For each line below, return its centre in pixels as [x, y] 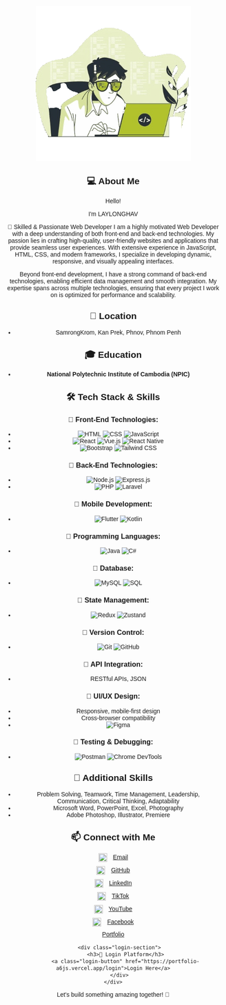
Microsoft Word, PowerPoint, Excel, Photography [118, 808]
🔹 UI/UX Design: [113, 696]
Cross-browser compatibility [118, 718]
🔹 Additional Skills [113, 778]
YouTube [121, 909]
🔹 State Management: [113, 600]
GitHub [121, 870]
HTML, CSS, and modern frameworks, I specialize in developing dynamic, [113, 254]
